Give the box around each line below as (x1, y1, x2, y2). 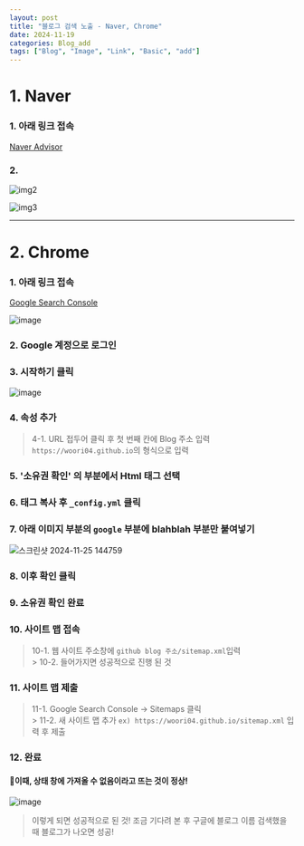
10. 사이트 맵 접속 (9, 622, 81, 635)
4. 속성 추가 (9, 411, 57, 424)
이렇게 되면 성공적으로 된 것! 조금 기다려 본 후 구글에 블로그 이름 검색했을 (31, 814, 288, 825)
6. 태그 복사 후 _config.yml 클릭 (9, 495, 141, 508)
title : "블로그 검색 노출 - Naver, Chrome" (9, 22, 163, 31)
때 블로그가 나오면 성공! (31, 826, 115, 837)
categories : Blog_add (9, 38, 91, 48)
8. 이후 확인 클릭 (9, 570, 77, 582)
